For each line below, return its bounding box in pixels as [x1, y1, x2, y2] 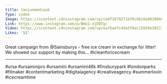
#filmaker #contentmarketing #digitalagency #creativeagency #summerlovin [5, 69, 162, 75]
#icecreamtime [5, 74, 36, 80]
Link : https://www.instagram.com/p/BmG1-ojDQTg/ [5, 21, 108, 26]
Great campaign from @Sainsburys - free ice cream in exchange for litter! [5, 44, 156, 50]
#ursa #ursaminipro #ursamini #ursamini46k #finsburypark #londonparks [5, 64, 156, 70]
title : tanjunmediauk [5, 7, 50, 12]
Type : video [5, 12, 30, 17]
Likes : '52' [5, 30, 30, 35]
